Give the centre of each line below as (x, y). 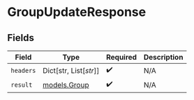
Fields (21, 38)
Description (163, 57)
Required (121, 57)
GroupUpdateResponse (77, 12)
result (22, 85)
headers (23, 70)
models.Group (66, 85)
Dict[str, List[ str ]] (71, 70)
